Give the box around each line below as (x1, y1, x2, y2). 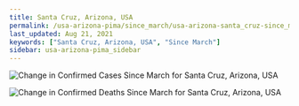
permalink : (9, 21, 50, 30)
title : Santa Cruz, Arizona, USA (9, 12, 133, 22)
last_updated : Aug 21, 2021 (9, 29, 114, 38)
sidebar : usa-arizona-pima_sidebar (9, 46, 141, 55)
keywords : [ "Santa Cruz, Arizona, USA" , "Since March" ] (9, 37, 221, 47)
